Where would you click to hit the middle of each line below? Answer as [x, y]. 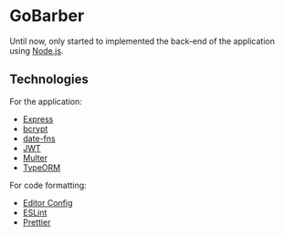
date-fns [39, 139]
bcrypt [35, 128]
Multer [35, 158]
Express [38, 118]
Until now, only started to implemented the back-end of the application [142, 41]
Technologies [49, 80]
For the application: [46, 101]
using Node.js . [37, 50]
